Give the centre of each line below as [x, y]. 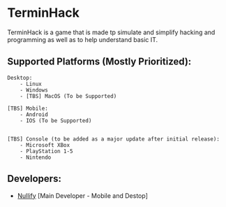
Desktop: [20, 78]
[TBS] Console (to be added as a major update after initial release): [113, 139]
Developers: [34, 179]
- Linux [31, 84]
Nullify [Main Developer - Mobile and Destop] [83, 195]
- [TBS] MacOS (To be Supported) [68, 96]
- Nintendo [36, 157]
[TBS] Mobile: [28, 108]
